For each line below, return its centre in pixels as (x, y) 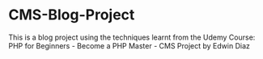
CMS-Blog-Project (72, 15)
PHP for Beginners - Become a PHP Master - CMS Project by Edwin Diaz (129, 45)
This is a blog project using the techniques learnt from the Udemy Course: (132, 37)
